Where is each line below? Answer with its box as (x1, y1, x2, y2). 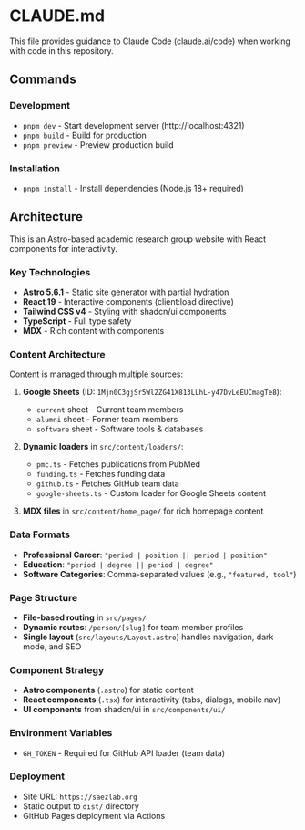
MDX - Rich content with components (22, 326, 165, 337)
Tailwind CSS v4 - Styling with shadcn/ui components (22, 306, 227, 317)
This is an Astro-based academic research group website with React (9, 233, 267, 244)
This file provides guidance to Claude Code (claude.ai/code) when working (9, 36, 291, 47)
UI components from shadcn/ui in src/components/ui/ (22, 704, 226, 715)
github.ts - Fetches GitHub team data (36, 478, 179, 489)
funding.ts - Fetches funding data (36, 469, 166, 480)
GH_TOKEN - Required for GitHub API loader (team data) (22, 747, 226, 758)
